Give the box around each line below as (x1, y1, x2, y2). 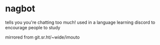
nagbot (5, 3, 36, 14)
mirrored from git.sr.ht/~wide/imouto (5, 34, 80, 40)
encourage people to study (5, 24, 60, 30)
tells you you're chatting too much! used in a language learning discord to (5, 19, 156, 25)
